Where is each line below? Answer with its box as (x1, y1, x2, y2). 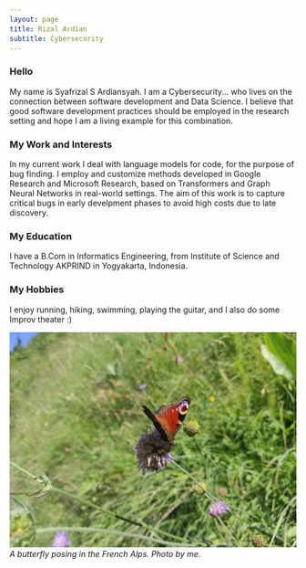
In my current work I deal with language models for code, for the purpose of (9, 158, 294, 169)
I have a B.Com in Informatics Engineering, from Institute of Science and (9, 251, 280, 262)
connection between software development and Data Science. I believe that (9, 96, 294, 107)
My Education (9, 229, 73, 242)
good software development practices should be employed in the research (9, 105, 290, 116)
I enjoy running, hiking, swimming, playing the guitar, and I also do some (9, 304, 280, 315)
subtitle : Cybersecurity (9, 34, 104, 43)
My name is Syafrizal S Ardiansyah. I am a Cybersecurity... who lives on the (9, 86, 293, 97)
